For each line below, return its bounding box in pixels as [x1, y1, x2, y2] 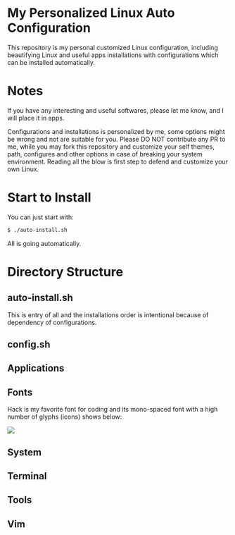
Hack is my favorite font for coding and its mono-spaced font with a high [7, 405, 218, 414]
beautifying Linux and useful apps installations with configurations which [7, 51, 219, 59]
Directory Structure [7, 264, 124, 280]
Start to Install [7, 190, 91, 206]
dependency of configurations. [7, 318, 97, 326]
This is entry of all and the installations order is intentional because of [7, 310, 209, 319]
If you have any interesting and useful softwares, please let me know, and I [7, 106, 224, 114]
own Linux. [7, 164, 39, 173]
